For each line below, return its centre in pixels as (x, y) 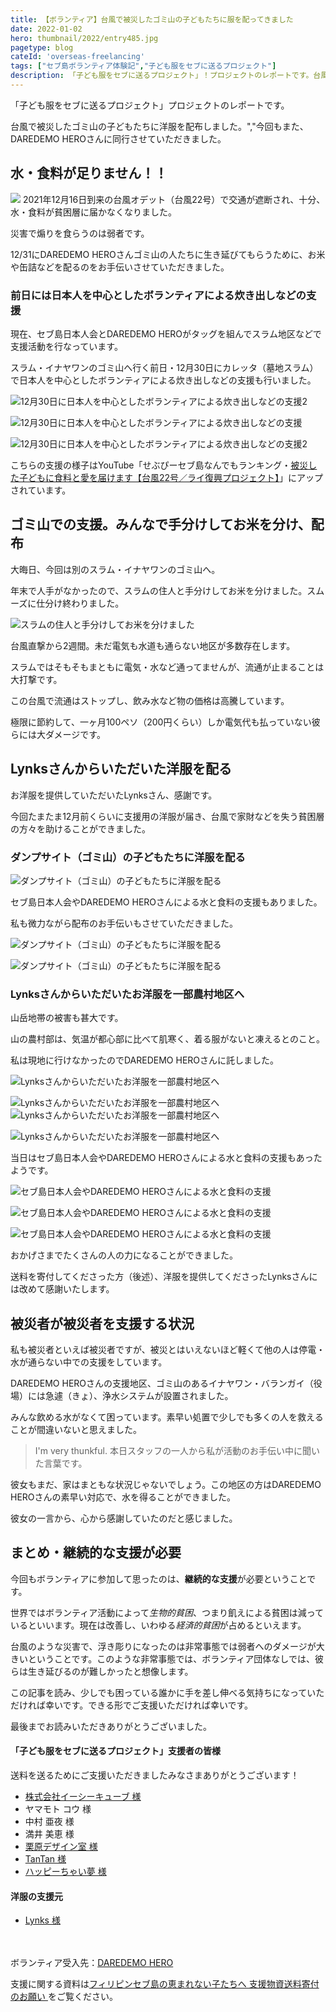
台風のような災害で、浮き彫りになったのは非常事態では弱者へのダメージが (163, 1646)
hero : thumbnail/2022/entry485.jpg (84, 38)
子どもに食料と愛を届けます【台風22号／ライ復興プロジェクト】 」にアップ (171, 477)
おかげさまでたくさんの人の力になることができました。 (124, 1255)
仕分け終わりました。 (80, 603)
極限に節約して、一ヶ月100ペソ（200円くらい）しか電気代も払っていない (161, 722)
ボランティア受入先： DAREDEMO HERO (92, 1963)
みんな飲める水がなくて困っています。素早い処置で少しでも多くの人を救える (167, 1417)
